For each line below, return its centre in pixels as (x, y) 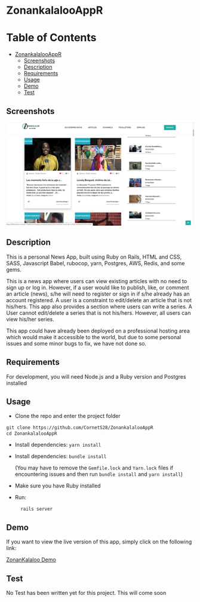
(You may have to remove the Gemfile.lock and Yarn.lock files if (94, 468)
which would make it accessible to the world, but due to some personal (94, 337)
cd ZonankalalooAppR (32, 434)
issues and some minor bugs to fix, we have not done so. (76, 343)
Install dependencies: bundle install (61, 456)
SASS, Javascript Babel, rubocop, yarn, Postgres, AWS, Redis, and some (96, 263)
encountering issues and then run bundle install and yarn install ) (99, 474)
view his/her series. (30, 319)
